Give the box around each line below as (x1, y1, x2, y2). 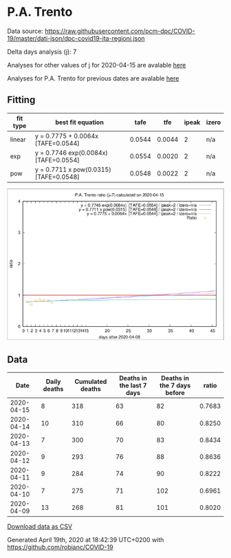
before (165, 388, 185, 396)
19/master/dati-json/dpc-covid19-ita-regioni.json (7, 34, 146, 42)
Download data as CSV (7, 522, 73, 530)
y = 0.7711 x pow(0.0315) (34, 166, 111, 173)
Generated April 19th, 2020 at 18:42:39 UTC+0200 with (7, 535, 164, 544)
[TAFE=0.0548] (34, 173, 80, 181)
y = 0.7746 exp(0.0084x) (34, 149, 109, 157)
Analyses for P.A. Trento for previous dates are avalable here (7, 74, 179, 83)
